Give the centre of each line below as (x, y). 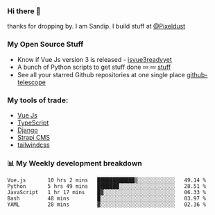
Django (27, 130)
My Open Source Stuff (45, 45)
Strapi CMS (34, 137)
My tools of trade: (38, 100)
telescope (32, 82)
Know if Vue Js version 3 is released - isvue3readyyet (94, 59)
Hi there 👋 (24, 11)
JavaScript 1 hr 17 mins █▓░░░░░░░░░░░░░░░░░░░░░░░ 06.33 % (107, 193)
